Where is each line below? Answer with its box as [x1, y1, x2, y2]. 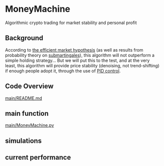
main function [5, 109, 49, 117]
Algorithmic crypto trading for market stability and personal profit [5, 20, 137, 26]
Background [5, 34, 43, 42]
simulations [5, 137, 42, 145]
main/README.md [5, 95, 42, 101]
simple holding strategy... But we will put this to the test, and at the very [5, 57, 150, 63]
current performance [5, 153, 71, 162]
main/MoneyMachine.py [5, 122, 54, 128]
